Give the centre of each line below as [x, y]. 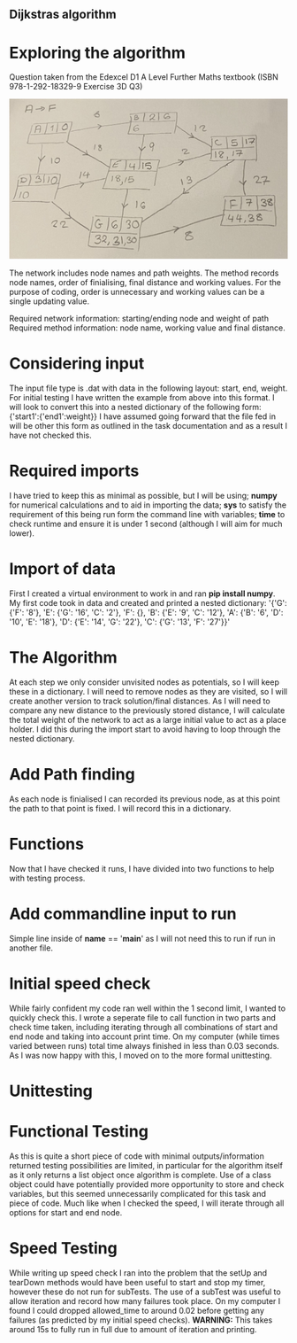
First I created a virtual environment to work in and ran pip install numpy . [142, 594]
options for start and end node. [66, 1212]
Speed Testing [63, 1249]
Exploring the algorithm [97, 53]
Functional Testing [79, 1132]
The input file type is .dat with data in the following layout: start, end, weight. [148, 388]
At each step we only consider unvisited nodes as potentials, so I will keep [145, 682]
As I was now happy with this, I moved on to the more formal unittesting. [141, 1055]
